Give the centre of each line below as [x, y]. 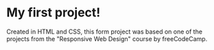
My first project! [53, 13]
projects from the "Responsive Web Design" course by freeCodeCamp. [107, 38]
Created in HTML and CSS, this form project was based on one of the [105, 32]
